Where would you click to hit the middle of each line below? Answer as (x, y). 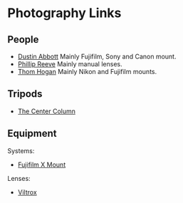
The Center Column (47, 111)
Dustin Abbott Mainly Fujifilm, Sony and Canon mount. (97, 56)
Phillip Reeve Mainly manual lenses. (70, 64)
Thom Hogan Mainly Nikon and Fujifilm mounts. (87, 72)
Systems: (21, 150)
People (23, 40)
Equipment (32, 134)
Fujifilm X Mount (42, 165)
